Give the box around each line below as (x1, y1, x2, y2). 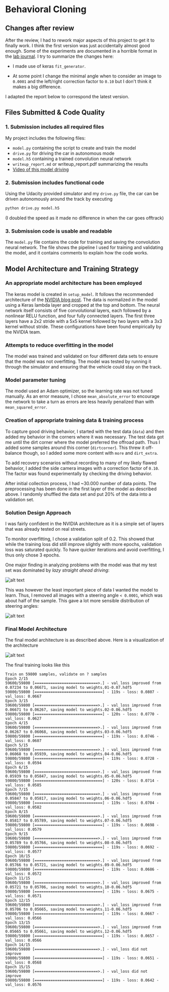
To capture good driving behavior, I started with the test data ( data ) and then (5, 428, 164, 434)
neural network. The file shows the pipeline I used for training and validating (5, 244, 163, 250)
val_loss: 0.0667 (5, 694, 42, 699)
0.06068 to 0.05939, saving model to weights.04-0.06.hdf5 (5, 752, 132, 757)
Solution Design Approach (5, 509, 72, 516)
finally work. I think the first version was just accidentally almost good (5, 43, 150, 49)
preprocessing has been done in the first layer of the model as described (5, 486, 157, 492)
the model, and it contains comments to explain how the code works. (5, 250, 149, 256)
